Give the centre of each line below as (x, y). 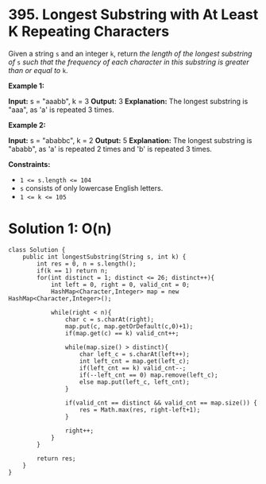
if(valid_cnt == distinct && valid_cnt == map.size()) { (161, 403)
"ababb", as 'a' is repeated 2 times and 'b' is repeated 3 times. (110, 149)
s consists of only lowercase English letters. (91, 188)
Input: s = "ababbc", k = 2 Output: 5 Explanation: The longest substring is (130, 140)
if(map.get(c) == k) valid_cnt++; (122, 333)
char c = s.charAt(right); (110, 319)
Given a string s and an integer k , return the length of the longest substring (130, 53)
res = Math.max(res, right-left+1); (140, 410)
